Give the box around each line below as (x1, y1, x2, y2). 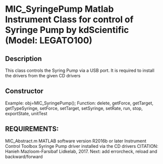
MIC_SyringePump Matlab (5, 3, 114, 15)
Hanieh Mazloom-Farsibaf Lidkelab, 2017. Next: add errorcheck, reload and (5, 148, 158, 154)
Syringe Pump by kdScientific (5, 25, 129, 35)
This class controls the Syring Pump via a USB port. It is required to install (5, 67, 155, 73)
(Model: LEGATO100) (5, 35, 93, 46)
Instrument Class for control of (5, 14, 134, 25)
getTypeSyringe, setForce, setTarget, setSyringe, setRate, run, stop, (5, 105, 143, 111)
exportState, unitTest (5, 110, 48, 116)
